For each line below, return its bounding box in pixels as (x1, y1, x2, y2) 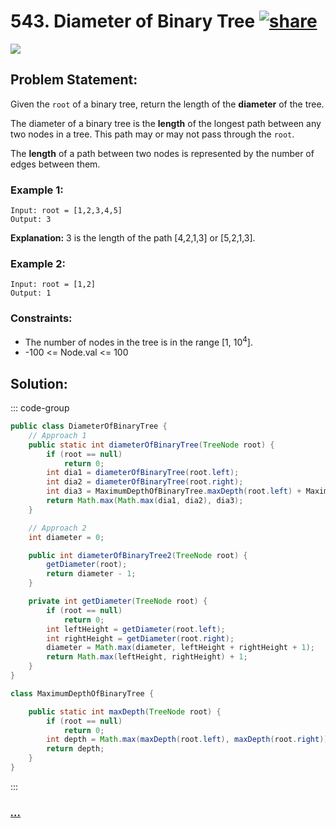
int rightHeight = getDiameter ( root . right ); (46, 633, 235, 644)
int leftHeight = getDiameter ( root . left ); (46, 624, 226, 634)
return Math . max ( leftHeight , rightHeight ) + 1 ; (46, 652, 248, 662)
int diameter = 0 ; (28, 532, 105, 542)
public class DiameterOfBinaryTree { (10, 421, 168, 432)
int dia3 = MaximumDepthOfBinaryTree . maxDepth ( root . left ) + (46, 486, 302, 497)
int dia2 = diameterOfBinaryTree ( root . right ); (46, 477, 244, 487)
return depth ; (46, 744, 105, 754)
